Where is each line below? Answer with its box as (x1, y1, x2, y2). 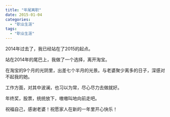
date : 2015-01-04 (5, 12, 42, 17)
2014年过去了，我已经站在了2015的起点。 (5, 46, 93, 51)
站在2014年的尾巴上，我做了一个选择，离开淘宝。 (5, 56, 110, 63)
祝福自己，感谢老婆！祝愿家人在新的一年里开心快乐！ (5, 106, 118, 112)
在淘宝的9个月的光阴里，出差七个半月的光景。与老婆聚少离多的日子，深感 (5, 67, 161, 73)
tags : (5, 26, 17, 32)
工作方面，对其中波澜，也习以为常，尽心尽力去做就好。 (5, 84, 122, 91)
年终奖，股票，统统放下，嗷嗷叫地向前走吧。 (5, 95, 100, 101)
